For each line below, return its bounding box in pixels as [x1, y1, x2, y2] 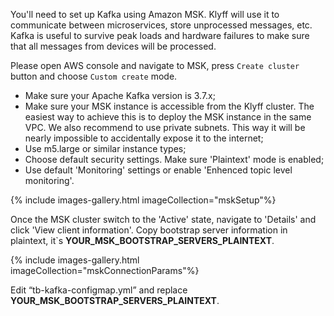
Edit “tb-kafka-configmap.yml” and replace [10, 284, 188, 296]
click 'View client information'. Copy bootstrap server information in [10, 224, 288, 236]
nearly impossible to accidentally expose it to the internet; [24, 132, 264, 144]
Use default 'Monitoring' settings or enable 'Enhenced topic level [24, 164, 293, 176]
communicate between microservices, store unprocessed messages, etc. [10, 19, 313, 31]
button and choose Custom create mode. [10, 70, 178, 82]
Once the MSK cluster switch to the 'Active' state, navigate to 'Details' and [10, 214, 317, 225]
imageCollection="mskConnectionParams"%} [10, 265, 200, 276]
